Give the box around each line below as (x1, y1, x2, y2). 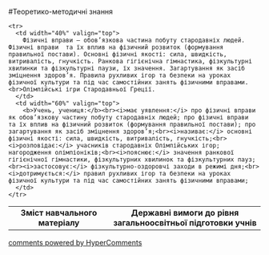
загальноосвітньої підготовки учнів (113, 217, 257, 228)
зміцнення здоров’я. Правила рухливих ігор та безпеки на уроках (8, 71, 231, 79)
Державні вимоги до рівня (130, 208, 239, 218)
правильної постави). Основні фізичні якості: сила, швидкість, (8, 51, 227, 59)
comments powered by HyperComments (8, 238, 143, 247)
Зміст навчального (20, 208, 98, 218)
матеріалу (38, 217, 80, 228)
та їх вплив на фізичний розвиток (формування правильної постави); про (8, 120, 256, 128)
